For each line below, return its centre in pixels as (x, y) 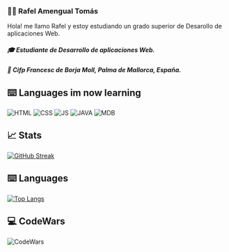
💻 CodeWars (36, 221)
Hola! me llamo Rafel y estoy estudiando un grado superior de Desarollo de (115, 26)
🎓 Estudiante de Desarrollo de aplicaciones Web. (81, 50)
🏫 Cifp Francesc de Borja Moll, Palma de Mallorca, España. (94, 70)
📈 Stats (25, 136)
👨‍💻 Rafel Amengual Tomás (53, 11)
